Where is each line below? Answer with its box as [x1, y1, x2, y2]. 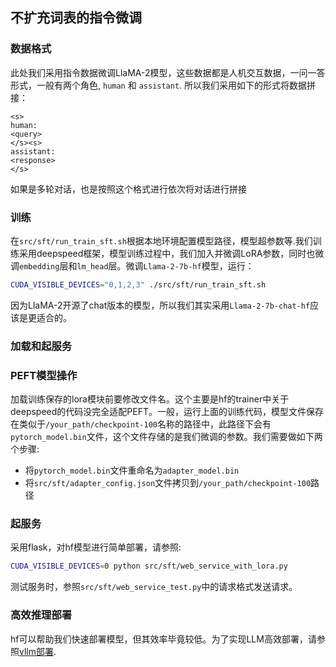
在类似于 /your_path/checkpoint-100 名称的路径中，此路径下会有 [10, 418, 272, 430]
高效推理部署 [10, 608, 73, 622]
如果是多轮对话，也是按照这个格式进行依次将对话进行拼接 [10, 183, 247, 195]
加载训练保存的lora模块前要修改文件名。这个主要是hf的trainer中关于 [10, 393, 290, 405]
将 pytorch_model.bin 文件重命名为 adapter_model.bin [24, 464, 240, 477]
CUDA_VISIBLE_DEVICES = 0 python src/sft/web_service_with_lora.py [10, 561, 288, 572]
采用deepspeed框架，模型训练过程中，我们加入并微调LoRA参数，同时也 [18, 247, 316, 259]
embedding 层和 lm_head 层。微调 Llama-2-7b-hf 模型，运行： [19, 259, 255, 272]
